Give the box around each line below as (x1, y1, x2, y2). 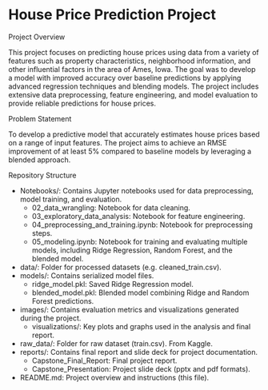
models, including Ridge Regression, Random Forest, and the (31, 245, 234, 255)
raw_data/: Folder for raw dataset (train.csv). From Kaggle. (19, 338, 214, 348)
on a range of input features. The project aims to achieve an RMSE (8, 137, 227, 147)
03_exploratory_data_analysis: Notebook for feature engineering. (31, 211, 246, 221)
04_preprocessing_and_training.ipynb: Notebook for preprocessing (31, 220, 254, 229)
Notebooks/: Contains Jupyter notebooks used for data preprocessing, (19, 185, 254, 195)
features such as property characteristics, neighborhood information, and (8, 56, 251, 66)
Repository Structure (8, 170, 78, 180)
